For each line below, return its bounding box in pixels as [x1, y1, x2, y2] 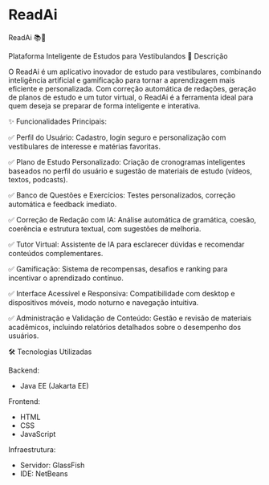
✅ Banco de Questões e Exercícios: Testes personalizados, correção [8, 190, 236, 200]
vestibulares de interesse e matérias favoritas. [8, 141, 161, 151]
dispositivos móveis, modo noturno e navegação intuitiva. [8, 297, 199, 307]
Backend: [8, 365, 40, 375]
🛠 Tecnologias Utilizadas [8, 347, 92, 357]
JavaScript [19, 429, 56, 438]
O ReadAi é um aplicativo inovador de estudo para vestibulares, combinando [8, 67, 262, 76]
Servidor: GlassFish [19, 460, 85, 470]
